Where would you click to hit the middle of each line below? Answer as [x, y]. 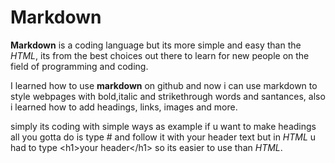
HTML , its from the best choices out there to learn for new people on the [160, 55]
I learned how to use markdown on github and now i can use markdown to [164, 85]
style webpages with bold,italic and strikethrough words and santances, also [168, 96]
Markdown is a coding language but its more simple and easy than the [156, 45]
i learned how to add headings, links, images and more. [124, 107]
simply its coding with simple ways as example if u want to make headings [163, 126]
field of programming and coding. [79, 66]
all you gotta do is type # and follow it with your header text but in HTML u [163, 137]
